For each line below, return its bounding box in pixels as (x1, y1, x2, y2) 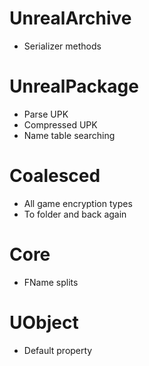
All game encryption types (23, 197, 133, 209)
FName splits (23, 276, 79, 288)
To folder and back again (23, 208, 127, 220)
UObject (9, 311, 79, 334)
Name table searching (23, 129, 116, 141)
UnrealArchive (9, 7, 132, 30)
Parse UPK (23, 108, 69, 120)
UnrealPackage (9, 75, 139, 98)
